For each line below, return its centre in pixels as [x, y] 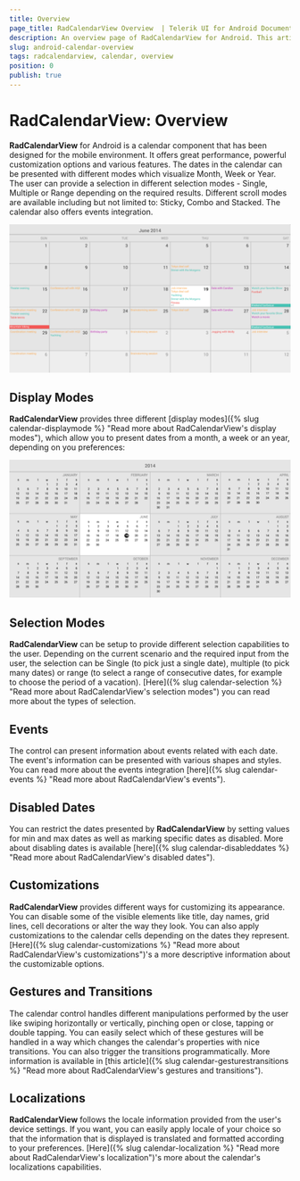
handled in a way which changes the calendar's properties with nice [135, 1042]
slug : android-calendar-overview [71, 47]
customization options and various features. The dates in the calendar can [146, 164]
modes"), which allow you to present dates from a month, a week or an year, [150, 438]
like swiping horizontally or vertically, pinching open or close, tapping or [142, 1023]
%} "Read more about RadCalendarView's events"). [130, 779]
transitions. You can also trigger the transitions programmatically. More [140, 1051]
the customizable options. [57, 963]
